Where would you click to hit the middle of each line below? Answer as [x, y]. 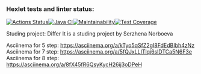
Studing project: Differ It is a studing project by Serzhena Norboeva [90, 34]
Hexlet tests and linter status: [50, 9]
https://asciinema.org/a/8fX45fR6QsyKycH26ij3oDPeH [74, 64]
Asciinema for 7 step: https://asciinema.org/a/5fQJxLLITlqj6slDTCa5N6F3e [99, 52]
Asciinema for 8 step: [32, 58]
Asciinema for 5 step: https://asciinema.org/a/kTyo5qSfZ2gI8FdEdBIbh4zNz [100, 45]
